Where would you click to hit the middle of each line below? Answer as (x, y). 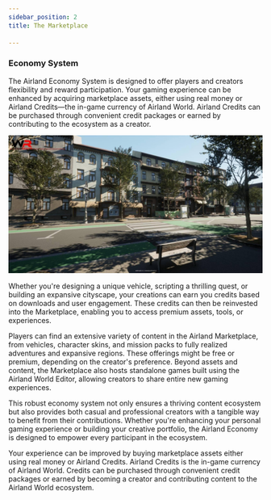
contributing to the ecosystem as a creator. (80, 124)
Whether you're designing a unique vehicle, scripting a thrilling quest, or (128, 286)
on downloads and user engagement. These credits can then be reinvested (133, 304)
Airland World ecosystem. (51, 488)
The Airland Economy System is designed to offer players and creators (126, 81)
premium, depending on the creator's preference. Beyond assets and (123, 362)
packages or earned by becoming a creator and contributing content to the (133, 479)
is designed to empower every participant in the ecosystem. (108, 438)
